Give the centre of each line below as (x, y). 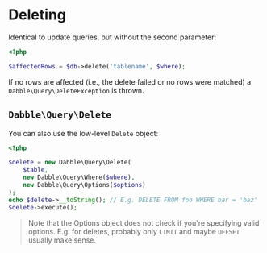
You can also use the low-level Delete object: (83, 133)
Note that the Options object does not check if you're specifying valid (144, 222)
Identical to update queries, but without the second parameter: (112, 37)
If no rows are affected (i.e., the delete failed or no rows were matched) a (130, 81)
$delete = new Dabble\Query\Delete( (70, 163)
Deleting (38, 15)
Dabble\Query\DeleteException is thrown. (76, 90)
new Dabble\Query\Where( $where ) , (79, 178)
